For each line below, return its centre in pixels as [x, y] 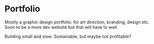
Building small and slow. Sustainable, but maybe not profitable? [68, 36]
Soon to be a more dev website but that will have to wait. [61, 27]
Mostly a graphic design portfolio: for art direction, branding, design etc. [77, 22]
